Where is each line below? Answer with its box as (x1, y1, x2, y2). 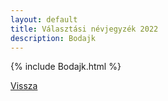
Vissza (10, 80, 38, 92)
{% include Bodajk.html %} (10, 61, 122, 73)
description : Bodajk (10, 33, 97, 43)
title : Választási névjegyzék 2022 (10, 24, 159, 34)
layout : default (10, 14, 78, 25)
